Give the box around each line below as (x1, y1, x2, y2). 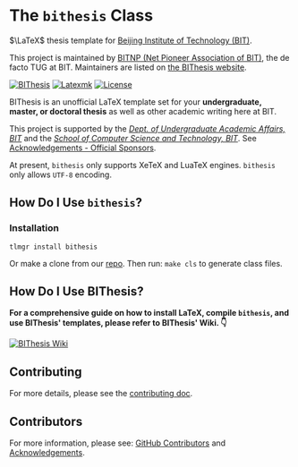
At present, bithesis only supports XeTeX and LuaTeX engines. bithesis (9, 159, 276, 170)
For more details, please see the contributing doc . (9, 388, 193, 399)
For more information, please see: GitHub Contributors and (9, 437, 226, 448)
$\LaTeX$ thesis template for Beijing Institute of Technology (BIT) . (9, 35, 252, 46)
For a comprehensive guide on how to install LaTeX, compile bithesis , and (9, 308, 289, 318)
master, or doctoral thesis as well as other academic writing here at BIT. (9, 106, 277, 116)
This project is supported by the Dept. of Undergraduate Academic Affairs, (9, 123, 286, 134)
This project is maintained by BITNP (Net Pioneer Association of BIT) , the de (9, 52, 290, 63)
